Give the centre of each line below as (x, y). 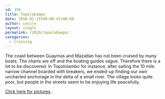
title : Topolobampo (25, 14)
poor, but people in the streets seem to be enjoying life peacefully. (73, 82)
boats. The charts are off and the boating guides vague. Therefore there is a (83, 61)
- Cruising (21, 42)
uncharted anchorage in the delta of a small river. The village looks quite (79, 76)
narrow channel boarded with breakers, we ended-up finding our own (76, 71)
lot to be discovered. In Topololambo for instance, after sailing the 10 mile (80, 66)
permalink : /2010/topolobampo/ (37, 33)
